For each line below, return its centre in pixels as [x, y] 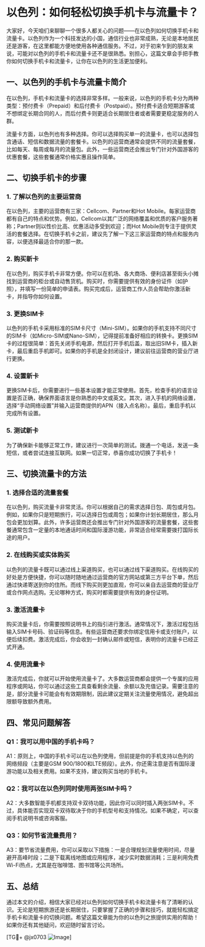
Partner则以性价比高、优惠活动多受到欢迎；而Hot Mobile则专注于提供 [104, 226]
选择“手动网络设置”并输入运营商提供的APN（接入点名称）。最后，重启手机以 [101, 406]
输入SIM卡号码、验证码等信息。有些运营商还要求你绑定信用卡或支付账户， [99, 632]
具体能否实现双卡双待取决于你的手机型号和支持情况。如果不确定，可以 [105, 811]
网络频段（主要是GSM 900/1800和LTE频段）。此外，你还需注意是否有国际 [98, 763]
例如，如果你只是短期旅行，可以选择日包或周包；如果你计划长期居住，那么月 [103, 515]
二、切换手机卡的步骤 [46, 178]
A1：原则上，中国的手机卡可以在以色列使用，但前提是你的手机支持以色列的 [100, 756]
